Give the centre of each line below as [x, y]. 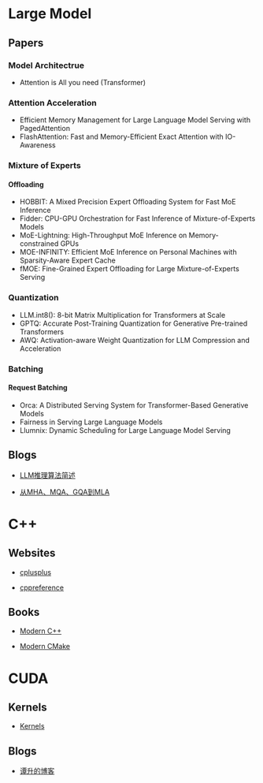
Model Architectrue [46, 65]
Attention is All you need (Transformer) [83, 82]
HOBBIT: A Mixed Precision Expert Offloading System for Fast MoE [128, 202]
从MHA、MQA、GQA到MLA [65, 492]
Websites [32, 553]
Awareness [38, 145]
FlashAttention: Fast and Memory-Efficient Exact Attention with [121, 137]
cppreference [42, 587]
